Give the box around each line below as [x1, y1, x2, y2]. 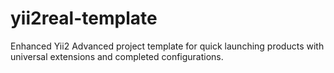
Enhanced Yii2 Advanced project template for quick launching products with [10, 40, 325, 52]
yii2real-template [10, 7, 158, 30]
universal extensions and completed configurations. [10, 50, 224, 62]
